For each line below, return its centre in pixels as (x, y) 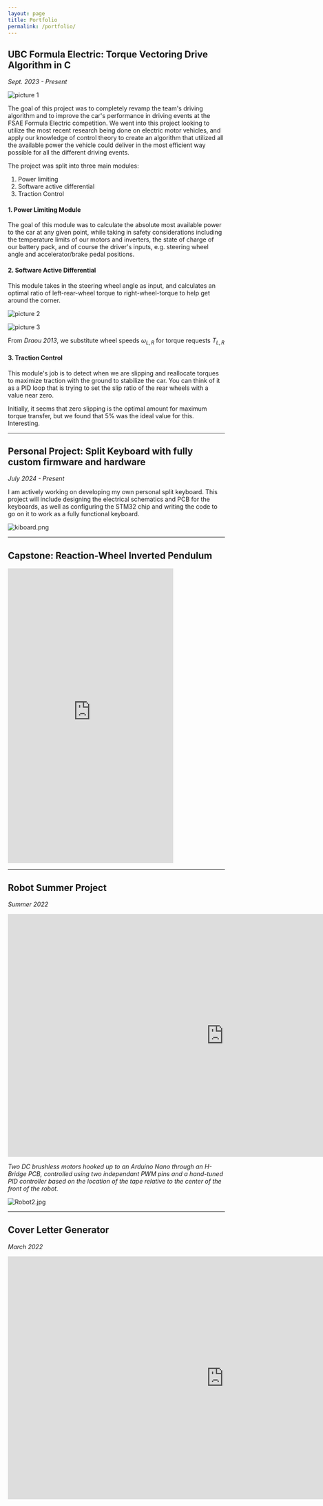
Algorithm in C (40, 65)
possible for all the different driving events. (69, 153)
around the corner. (34, 300)
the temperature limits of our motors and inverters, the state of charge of (111, 239)
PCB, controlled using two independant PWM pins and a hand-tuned (125, 1174)
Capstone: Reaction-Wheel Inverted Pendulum (110, 555)
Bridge (17, 1174)
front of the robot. (33, 1189)
